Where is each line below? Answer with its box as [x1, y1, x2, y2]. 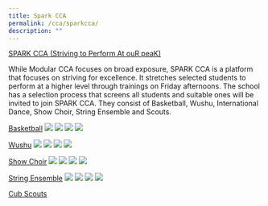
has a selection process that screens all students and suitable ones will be [8, 90, 254, 100]
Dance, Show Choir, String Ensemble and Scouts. [8, 107, 171, 117]
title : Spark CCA [8, 11, 67, 20]
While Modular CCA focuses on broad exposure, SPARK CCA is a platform [8, 64, 254, 74]
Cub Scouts [8, 189, 47, 199]
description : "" [8, 27, 63, 35]
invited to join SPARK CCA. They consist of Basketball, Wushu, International [8, 98, 259, 109]
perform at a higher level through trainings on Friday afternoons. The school [8, 81, 260, 91]
